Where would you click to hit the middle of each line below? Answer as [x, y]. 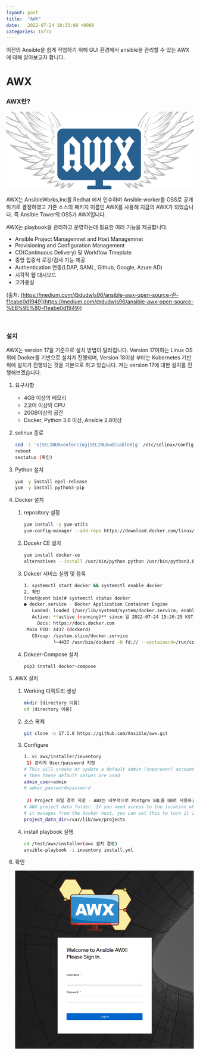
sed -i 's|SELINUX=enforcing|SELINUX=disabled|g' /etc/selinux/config [104, 445]
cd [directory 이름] [48, 709]
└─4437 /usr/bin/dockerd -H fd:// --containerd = [115, 642]
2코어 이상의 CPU [44, 405]
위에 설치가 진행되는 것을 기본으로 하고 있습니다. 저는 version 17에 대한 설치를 [96, 365]
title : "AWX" [24, 19]
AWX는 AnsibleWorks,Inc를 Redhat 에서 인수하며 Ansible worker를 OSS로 [94, 199]
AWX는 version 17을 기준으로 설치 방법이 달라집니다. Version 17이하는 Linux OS [100, 350]
